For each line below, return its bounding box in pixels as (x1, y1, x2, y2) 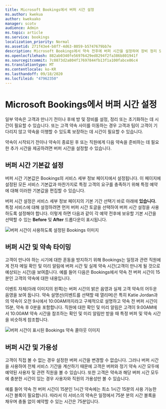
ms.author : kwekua (5, 12, 43, 17)
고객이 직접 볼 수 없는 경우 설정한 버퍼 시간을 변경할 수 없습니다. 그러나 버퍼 (5, 357, 150, 363)
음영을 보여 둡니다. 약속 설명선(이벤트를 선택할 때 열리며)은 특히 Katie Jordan (5, 292, 154, 298)
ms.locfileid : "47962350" (5, 76, 58, 81)
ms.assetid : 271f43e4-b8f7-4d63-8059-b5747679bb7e (5, 44, 112, 49)
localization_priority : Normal (5, 40, 70, 44)
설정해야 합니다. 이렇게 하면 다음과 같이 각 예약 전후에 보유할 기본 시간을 (18, 210, 157, 216)
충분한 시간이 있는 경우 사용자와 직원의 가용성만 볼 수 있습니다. (10, 376, 130, 382)
